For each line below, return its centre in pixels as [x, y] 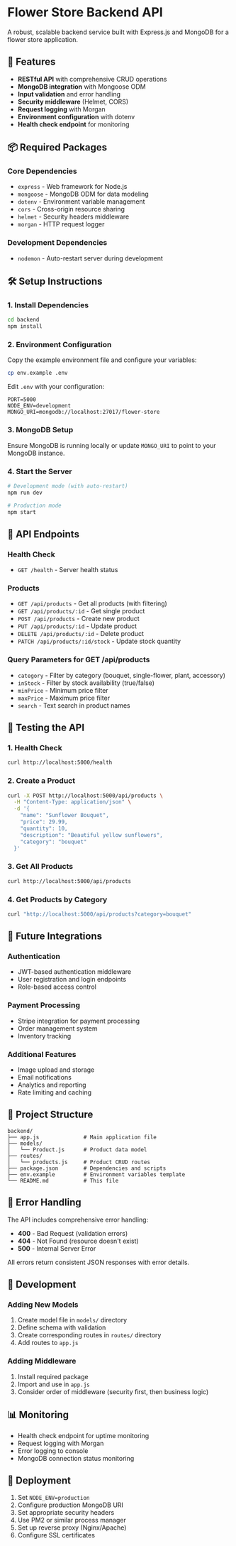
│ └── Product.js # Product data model [77, 1150]
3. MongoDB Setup [40, 430]
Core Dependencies [43, 171]
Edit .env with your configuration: [56, 387]
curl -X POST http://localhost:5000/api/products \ [85, 796]
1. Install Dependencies [48, 305]
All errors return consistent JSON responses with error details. [99, 1262]
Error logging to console [53, 1451]
